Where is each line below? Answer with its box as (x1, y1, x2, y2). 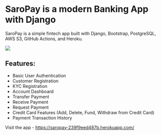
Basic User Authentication (12, 72, 66, 78)
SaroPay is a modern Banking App (5, 3, 149, 15)
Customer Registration (12, 78, 59, 84)
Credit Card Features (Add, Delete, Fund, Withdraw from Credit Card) (12, 109, 155, 115)
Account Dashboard (12, 88, 54, 94)
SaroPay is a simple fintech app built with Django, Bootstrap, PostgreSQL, (5, 30, 157, 36)
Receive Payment (12, 99, 48, 105)
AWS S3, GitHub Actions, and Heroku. (5, 36, 83, 42)
